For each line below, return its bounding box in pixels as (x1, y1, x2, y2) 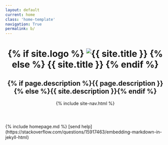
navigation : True (5, 21, 42, 27)
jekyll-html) (5, 134, 29, 140)
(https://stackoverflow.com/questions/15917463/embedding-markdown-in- (5, 129, 162, 135)
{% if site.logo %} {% (7, 48, 163, 60)
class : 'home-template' (5, 17, 56, 22)
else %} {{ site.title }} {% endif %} (12, 59, 159, 70)
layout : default (5, 7, 40, 13)
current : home (5, 12, 36, 17)
